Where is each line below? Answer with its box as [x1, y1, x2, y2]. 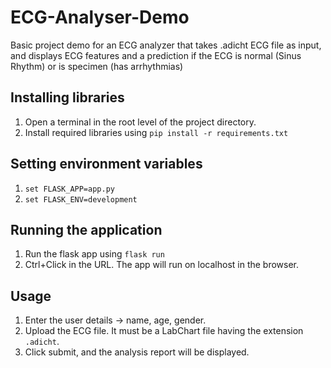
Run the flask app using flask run [24, 248, 165, 260]
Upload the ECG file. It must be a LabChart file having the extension [24, 325, 304, 337]
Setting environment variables [10, 156, 203, 173]
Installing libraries [10, 89, 125, 106]
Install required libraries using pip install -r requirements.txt [24, 126, 289, 138]
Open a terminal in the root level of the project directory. [24, 116, 257, 128]
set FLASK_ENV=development [24, 194, 138, 205]
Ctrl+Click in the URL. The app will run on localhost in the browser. [24, 259, 300, 271]
